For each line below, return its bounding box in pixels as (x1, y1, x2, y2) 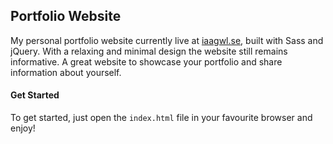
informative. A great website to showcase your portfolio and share (10, 55, 283, 68)
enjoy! (10, 122, 36, 134)
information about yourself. (10, 66, 122, 78)
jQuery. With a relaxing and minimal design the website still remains (10, 45, 288, 57)
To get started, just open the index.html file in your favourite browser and (10, 112, 313, 124)
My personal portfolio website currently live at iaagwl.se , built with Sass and (10, 34, 324, 46)
